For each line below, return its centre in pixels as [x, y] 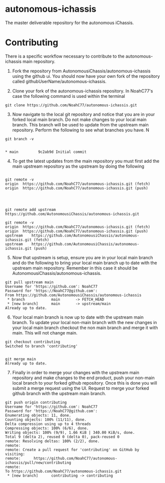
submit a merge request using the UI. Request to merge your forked [81, 388]
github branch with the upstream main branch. [59, 393]
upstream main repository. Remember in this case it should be [75, 268]
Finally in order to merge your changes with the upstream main [76, 372]
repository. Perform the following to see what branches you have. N [81, 130]
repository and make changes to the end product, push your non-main [83, 378]
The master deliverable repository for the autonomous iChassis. [69, 23]
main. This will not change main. [45, 332]
